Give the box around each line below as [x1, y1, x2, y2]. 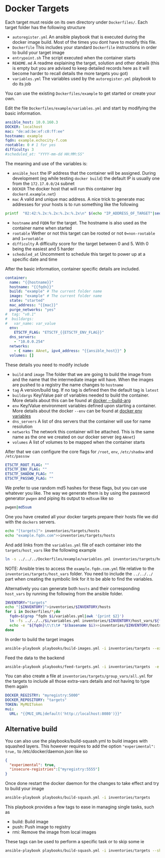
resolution [12, 423, 33, 429]
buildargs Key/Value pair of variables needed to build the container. [12, 392, 150, 398]
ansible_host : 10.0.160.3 [5, 120, 58, 125]
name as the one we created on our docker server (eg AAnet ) [12, 434, 136, 440]
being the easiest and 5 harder [12, 246, 75, 252]
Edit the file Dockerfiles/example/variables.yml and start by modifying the [5, 105, 156, 111]
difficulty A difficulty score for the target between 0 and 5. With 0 [12, 241, 149, 246]
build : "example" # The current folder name [9, 289, 102, 294]
